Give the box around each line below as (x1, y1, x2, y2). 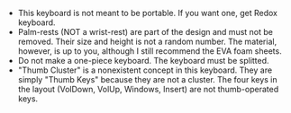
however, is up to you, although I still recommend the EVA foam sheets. (17, 46, 282, 56)
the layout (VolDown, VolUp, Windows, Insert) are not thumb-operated (17, 84, 279, 94)
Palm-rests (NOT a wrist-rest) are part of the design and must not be (17, 27, 273, 37)
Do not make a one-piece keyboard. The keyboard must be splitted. (17, 56, 269, 65)
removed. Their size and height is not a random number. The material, (17, 36, 277, 47)
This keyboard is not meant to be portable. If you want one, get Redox (17, 8, 277, 18)
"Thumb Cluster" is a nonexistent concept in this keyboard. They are (17, 65, 273, 75)
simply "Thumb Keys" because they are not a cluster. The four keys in (17, 74, 277, 84)
